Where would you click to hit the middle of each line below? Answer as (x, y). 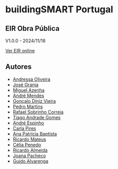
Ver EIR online (20, 51)
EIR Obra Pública (33, 29)
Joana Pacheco (29, 156)
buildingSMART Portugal (59, 10)
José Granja (25, 85)
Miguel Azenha (28, 90)
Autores (18, 67)
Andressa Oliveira (31, 79)
